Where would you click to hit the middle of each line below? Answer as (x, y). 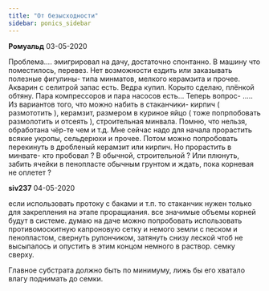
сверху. (21, 254)
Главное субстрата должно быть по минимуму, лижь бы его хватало (127, 270)
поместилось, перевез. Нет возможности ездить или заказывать (120, 70)
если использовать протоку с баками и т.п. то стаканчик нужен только (130, 203)
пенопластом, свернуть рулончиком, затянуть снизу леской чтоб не (126, 237)
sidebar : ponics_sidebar (50, 23)
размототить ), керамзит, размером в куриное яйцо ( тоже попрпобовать (134, 112)
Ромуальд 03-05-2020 (48, 46)
